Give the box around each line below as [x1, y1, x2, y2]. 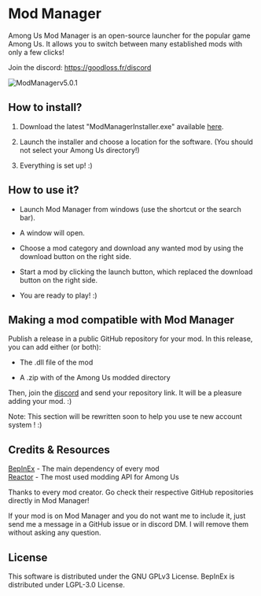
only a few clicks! [8, 47, 64, 57]
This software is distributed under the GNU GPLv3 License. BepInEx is [8, 572, 235, 581]
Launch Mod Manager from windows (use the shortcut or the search [19, 204, 241, 213]
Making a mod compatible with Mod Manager [8, 313, 234, 327]
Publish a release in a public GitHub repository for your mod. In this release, [8, 334, 253, 343]
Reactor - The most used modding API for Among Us [8, 472, 179, 482]
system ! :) [8, 420, 42, 430]
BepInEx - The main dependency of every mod [8, 464, 160, 473]
